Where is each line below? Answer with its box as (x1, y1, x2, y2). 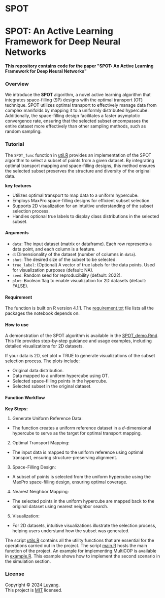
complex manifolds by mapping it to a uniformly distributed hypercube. (5, 107, 149, 114)
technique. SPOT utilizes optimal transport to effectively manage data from (5, 102, 157, 108)
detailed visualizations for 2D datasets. (5, 343, 84, 349)
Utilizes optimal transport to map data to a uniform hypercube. (12, 192, 139, 198)
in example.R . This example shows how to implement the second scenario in (5, 553, 160, 559)
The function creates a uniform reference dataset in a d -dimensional (12, 425, 151, 430)
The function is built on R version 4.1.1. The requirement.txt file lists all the (5, 305, 154, 311)
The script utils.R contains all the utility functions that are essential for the (5, 537, 154, 543)
